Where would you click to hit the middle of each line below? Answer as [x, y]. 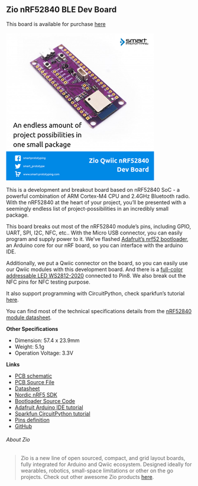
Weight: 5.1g [29, 346]
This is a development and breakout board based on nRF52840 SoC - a [93, 189]
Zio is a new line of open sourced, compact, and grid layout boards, [103, 458]
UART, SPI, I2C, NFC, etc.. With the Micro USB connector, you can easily [94, 233]
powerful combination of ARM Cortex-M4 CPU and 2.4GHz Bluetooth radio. [98, 196]
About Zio [18, 440]
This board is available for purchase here [56, 24]
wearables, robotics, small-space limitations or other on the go [97, 471]
